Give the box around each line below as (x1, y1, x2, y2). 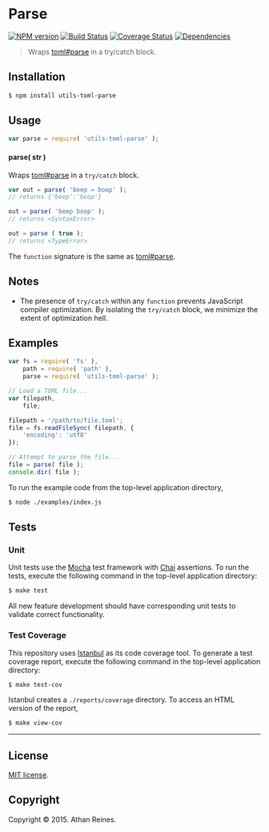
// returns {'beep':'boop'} (8, 193, 102, 201)
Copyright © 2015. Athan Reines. (8, 814, 117, 824)
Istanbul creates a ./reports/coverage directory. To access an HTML (8, 695, 235, 704)
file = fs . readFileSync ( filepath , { (8, 424, 134, 432)
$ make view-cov (8, 719, 62, 727)
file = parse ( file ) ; (8, 461, 84, 469)
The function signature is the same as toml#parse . (8, 251, 176, 261)
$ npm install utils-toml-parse (8, 91, 116, 99)
